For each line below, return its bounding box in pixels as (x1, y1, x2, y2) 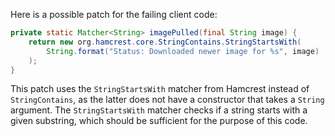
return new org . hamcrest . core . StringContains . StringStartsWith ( (28, 37, 302, 47)
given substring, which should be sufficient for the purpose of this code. (10, 115, 308, 127)
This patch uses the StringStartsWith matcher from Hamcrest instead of (10, 83, 310, 95)
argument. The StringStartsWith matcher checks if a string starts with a (10, 104, 308, 116)
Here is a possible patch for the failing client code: (10, 9, 218, 20)
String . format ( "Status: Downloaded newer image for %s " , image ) (46, 46, 320, 56)
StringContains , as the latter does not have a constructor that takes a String (10, 94, 325, 106)
